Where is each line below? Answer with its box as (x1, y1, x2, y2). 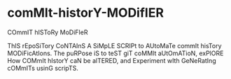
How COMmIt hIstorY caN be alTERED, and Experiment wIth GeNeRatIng (7, 56, 216, 64)
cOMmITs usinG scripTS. (7, 64, 79, 72)
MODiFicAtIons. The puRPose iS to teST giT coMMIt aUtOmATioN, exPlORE (7, 49, 224, 57)
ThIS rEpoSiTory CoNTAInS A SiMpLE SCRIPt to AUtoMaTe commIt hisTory (7, 41, 222, 50)
